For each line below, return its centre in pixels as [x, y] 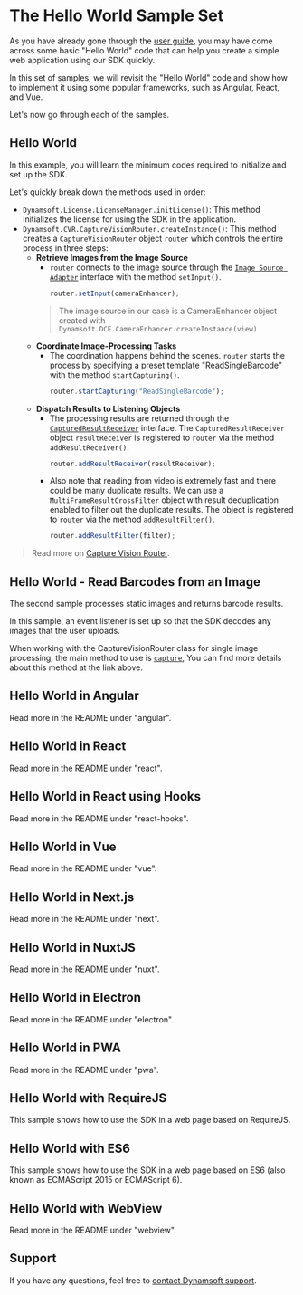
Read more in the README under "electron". [92, 1019]
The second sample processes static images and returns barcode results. [147, 604]
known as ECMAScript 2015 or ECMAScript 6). [96, 1180]
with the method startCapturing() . [114, 374]
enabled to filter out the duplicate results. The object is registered [171, 510]
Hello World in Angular [75, 696]
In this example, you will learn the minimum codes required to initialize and [148, 165]
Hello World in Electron [76, 998]
